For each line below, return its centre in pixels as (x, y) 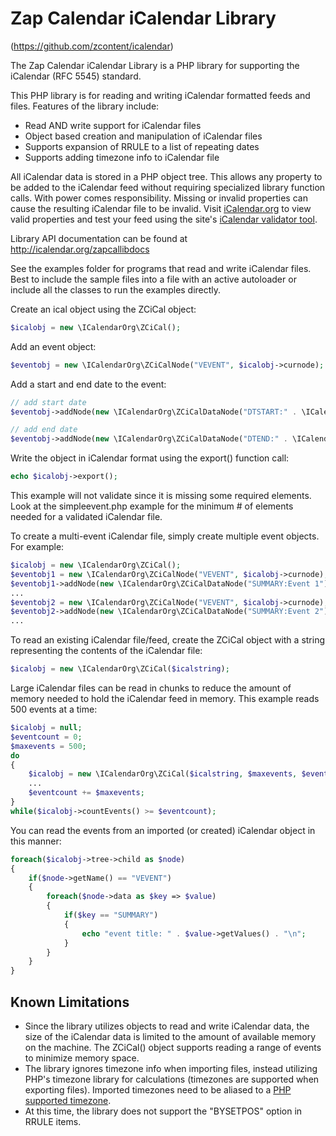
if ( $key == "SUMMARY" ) (111, 915)
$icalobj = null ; (46, 728)
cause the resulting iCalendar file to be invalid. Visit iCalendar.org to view (161, 208)
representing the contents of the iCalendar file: (106, 651)
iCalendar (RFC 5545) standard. (76, 76)
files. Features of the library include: (85, 106)
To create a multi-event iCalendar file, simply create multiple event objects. (165, 536)
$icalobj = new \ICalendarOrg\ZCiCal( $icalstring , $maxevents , (163, 774)
